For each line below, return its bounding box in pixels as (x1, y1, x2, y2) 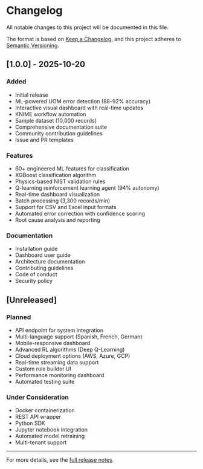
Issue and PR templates (14, 136, 74, 143)
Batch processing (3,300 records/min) (14, 197, 111, 204)
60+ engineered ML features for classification (14, 164, 130, 172)
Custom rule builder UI (14, 365, 71, 372)
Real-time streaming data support (14, 358, 99, 366)
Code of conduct (14, 271, 57, 278)
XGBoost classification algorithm (14, 171, 97, 178)
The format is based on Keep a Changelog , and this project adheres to (6, 35, 181, 42)
